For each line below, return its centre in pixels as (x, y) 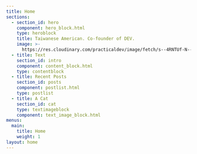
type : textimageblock (43, 109)
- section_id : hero (35, 22)
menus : (14, 121)
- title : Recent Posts (39, 77)
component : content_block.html (55, 66)
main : (18, 126)
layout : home (22, 142)
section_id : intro (39, 60)
